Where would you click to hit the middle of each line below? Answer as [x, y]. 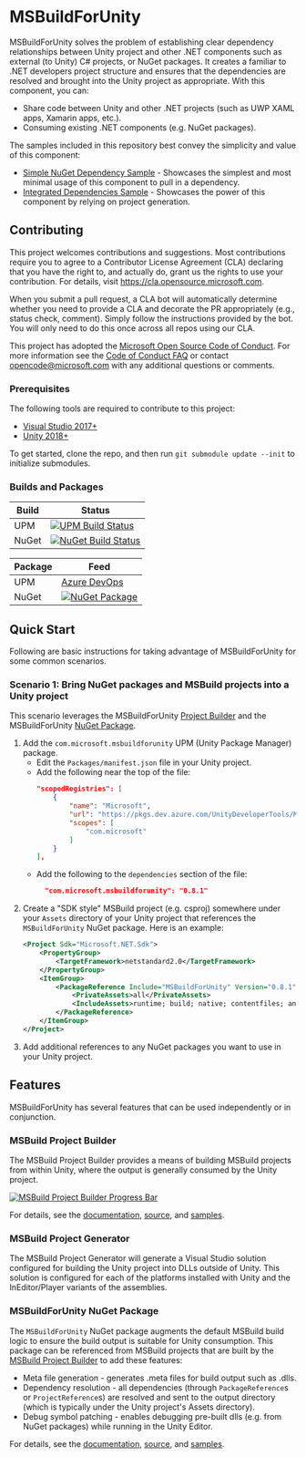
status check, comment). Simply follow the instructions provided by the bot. [152, 318]
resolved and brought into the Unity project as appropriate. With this [138, 80]
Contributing [46, 230]
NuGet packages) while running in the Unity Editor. [117, 1426]
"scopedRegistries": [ [79, 789]
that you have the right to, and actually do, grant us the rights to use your [147, 272]
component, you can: [49, 90]
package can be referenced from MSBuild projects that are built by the [142, 1350]
